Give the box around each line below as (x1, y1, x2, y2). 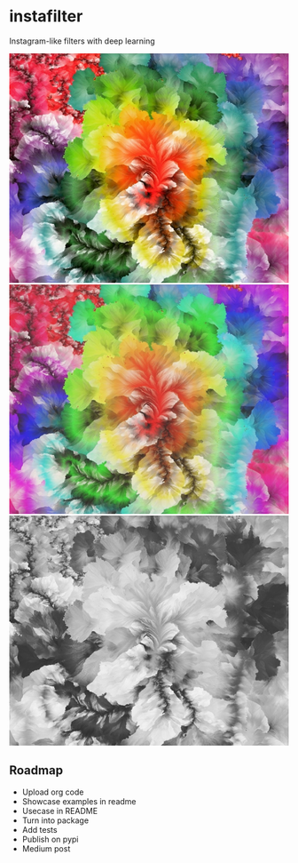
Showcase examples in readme (21, 795, 137, 806)
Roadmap (9, 763, 64, 779)
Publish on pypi (21, 834, 79, 844)
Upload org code (21, 787, 84, 797)
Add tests (21, 824, 58, 835)
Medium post (21, 843, 71, 854)
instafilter (9, 6, 83, 27)
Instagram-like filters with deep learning (9, 36, 155, 46)
